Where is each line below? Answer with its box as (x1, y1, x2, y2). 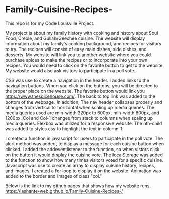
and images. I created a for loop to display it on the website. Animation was (5, 168, 161, 174)
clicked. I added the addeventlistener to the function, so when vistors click (5, 146, 160, 152)
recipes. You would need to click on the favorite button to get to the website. (5, 62, 164, 68)
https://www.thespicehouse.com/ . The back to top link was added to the (5, 93, 155, 99)
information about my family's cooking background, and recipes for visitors (5, 40, 161, 46)
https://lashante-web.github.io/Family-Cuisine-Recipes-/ (5, 188, 123, 194)
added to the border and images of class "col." (5, 173, 102, 179)
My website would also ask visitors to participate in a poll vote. (5, 67, 135, 74)
